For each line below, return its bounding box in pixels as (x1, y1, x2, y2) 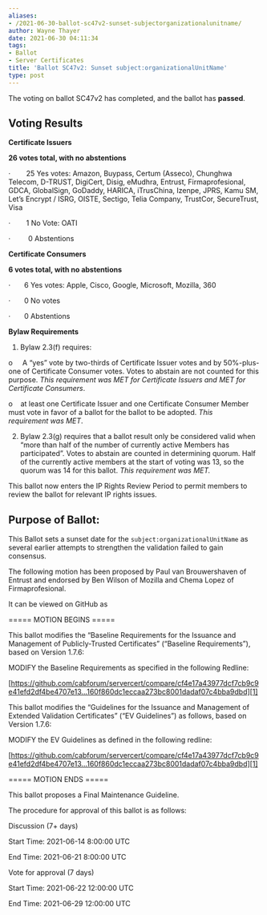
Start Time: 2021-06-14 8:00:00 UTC (8, 836, 131, 846)
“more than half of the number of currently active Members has (19, 440, 230, 449)
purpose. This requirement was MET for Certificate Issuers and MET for (8, 375, 246, 385)
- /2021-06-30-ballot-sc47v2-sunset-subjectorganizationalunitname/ (8, 19, 242, 27)
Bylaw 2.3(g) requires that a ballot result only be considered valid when (19, 432, 256, 441)
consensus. (8, 551, 47, 561)
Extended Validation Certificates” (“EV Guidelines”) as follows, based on (8, 711, 247, 721)
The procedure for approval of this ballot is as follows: (8, 806, 187, 816)
